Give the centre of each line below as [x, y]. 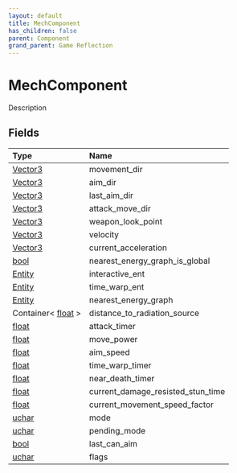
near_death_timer [122, 378]
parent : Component [39, 38]
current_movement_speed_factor [151, 405]
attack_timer [112, 326]
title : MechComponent [45, 23]
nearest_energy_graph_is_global [149, 261]
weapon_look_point [126, 221]
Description [27, 108]
